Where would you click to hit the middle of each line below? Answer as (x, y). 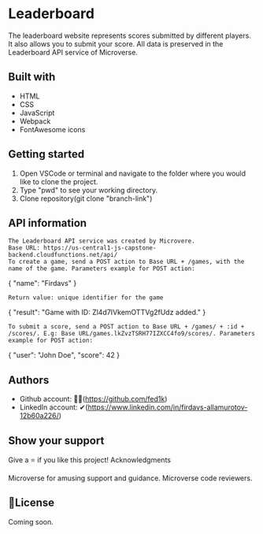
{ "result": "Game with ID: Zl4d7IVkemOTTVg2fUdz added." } (107, 313)
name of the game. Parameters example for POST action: (102, 269)
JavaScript (37, 113)
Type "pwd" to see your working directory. (89, 190)
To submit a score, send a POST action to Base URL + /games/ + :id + (126, 327)
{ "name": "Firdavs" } (43, 284)
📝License (31, 503)
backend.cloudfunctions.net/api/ (63, 255)
